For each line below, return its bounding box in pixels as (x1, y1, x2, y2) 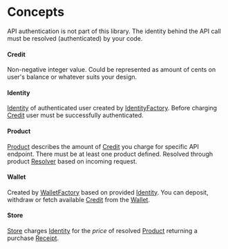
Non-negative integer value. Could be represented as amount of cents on (7, 66, 216, 74)
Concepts (7, 4, 64, 20)
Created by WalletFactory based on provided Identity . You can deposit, (7, 188, 209, 197)
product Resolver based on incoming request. (7, 157, 137, 166)
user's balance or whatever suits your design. (7, 73, 137, 81)
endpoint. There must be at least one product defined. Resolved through (7, 150, 213, 158)
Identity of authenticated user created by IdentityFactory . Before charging (7, 104, 218, 112)
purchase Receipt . (7, 234, 59, 242)
